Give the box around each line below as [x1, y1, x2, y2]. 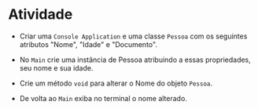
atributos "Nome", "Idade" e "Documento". [19, 39, 157, 49]
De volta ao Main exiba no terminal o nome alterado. [19, 93, 187, 103]
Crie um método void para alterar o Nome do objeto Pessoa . [19, 78, 213, 88]
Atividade [8, 5, 73, 24]
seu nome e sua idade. [19, 63, 94, 72]
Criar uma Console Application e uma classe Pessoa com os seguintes [19, 31, 248, 41]
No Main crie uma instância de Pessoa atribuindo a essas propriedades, [19, 55, 252, 64]
